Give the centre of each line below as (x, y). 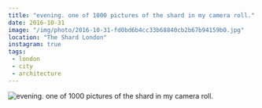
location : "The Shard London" (58, 37)
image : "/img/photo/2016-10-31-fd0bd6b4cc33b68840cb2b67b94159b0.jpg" (126, 30)
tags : (17, 52)
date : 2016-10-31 (37, 23)
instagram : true (35, 45)
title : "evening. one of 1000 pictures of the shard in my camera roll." (132, 15)
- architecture (36, 74)
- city (22, 67)
